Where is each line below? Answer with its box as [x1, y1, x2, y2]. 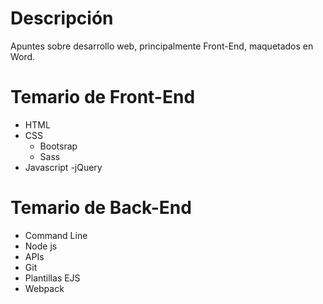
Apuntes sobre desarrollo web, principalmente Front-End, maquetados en [10, 40, 314, 52]
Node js [24, 240, 58, 252]
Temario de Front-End [10, 86, 196, 109]
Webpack [24, 282, 65, 294]
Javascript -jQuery [24, 161, 103, 173]
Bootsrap [39, 140, 78, 152]
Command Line [24, 229, 88, 241]
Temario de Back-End [10, 197, 192, 219]
